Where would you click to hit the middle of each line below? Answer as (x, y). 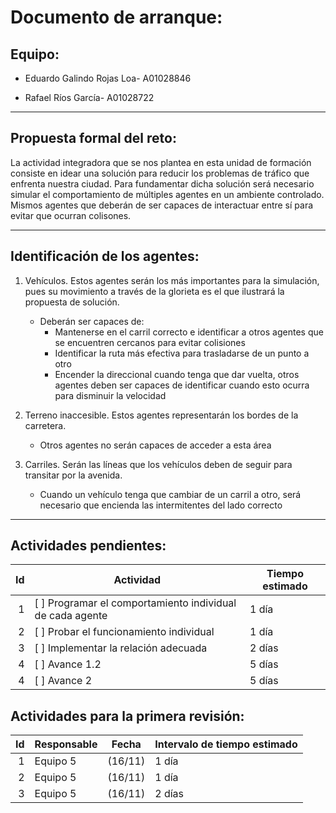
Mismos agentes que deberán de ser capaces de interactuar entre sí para (162, 205)
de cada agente (71, 616)
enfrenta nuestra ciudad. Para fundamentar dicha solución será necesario (162, 183)
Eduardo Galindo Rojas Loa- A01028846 (108, 78)
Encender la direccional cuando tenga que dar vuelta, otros (177, 374)
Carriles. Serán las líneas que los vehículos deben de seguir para (158, 464)
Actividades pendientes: (88, 546)
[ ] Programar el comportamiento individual (135, 603)
